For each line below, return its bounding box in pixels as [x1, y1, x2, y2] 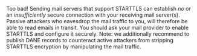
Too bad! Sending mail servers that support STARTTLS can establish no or [6, 5, 192, 12]
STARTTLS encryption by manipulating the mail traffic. [6, 43, 141, 50]
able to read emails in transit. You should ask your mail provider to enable [6, 24, 189, 31]
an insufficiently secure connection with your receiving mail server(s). [6, 11, 180, 18]
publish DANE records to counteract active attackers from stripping [6, 37, 174, 43]
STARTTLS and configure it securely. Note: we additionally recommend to [6, 30, 190, 38]
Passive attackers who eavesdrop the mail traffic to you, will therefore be [6, 18, 188, 24]
